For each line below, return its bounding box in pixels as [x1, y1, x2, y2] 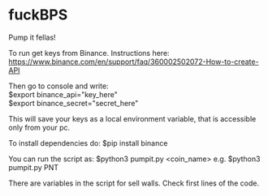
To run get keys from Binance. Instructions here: [8, 48, 170, 58]
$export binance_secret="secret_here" [8, 98, 139, 108]
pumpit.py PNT [8, 162, 59, 172]
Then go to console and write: [8, 81, 109, 91]
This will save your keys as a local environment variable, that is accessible [8, 113, 257, 123]
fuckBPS [8, 6, 68, 24]
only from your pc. [8, 122, 71, 132]
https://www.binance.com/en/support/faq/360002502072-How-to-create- [8, 57, 259, 66]
